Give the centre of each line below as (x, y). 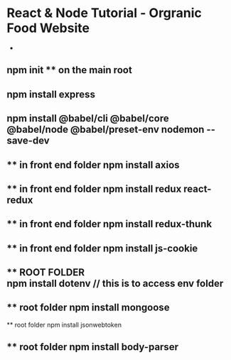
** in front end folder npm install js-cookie (102, 248)
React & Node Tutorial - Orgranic (104, 13)
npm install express (51, 94)
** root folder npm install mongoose (88, 308)
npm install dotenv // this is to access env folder (115, 284)
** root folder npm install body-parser (93, 347)
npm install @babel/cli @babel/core (88, 119)
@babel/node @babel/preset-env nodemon (106, 130)
